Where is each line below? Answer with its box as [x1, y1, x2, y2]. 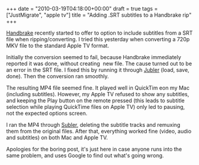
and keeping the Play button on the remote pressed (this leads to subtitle [6, 97, 185, 104]
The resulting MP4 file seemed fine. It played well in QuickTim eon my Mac [6, 84, 189, 91]
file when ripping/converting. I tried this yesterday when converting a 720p [6, 36, 190, 42]
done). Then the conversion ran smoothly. [6, 73, 109, 80]
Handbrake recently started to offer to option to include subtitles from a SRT [6, 29, 193, 36]
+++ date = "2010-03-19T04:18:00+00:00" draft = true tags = [6, 5, 158, 12]
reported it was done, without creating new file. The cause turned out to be [6, 60, 192, 67]
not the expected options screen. [6, 110, 88, 117]
